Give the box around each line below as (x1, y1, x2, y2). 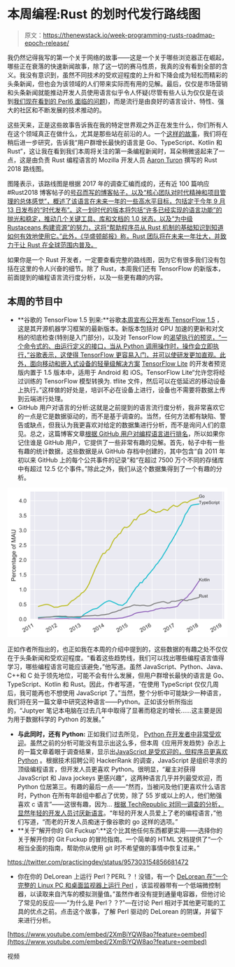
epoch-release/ (24, 39, 69, 47)
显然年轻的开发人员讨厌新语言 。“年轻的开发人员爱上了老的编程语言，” (17, 809, 217, 817)
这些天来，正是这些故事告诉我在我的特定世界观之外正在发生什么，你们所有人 (7, 121, 228, 129)
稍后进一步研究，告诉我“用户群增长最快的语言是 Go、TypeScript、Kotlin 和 (7, 138, 222, 146)
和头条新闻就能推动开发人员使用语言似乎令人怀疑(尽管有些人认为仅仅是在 (7, 88, 218, 97)
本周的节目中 (7, 296, 63, 308)
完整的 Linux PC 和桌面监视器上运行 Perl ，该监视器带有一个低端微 (17, 881, 209, 890)
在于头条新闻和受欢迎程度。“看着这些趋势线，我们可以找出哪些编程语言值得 (7, 654, 225, 662)
